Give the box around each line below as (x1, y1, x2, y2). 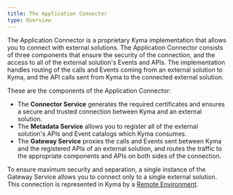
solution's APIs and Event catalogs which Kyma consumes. (17, 130, 187, 138)
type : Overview (7, 17, 52, 24)
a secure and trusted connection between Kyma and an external (17, 107, 202, 116)
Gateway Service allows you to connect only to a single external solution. (7, 172, 218, 181)
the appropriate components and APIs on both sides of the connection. (17, 151, 222, 160)
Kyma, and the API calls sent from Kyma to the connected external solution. (7, 72, 225, 81)
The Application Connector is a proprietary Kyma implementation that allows (7, 36, 227, 44)
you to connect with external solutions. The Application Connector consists (7, 43, 223, 52)
